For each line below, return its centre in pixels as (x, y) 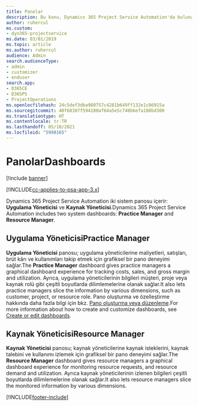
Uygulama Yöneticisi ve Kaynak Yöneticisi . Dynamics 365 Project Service (96, 207)
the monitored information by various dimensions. (66, 386)
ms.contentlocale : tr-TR (37, 122)
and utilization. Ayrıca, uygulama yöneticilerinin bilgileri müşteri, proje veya (97, 278)
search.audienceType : (33, 61)
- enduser (18, 77)
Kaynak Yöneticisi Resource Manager (75, 334)
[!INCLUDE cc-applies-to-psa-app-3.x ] (53, 189)
